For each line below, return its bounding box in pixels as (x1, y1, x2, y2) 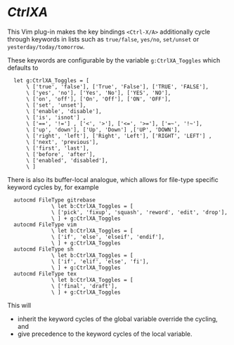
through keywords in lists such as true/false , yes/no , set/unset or (7, 34, 200, 43)
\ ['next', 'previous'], (25, 138, 99, 145)
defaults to (7, 63, 39, 72)
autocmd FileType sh (13, 245, 74, 253)
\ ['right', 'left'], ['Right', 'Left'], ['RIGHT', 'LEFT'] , (25, 132, 212, 139)
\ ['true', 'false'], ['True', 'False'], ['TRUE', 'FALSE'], (25, 83, 209, 90)
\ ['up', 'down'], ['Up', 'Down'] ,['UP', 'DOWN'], (25, 126, 181, 134)
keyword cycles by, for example (7, 183, 100, 191)
